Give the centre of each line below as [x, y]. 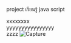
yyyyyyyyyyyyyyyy [30, 27]
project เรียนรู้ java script [35, 9]
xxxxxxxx [18, 21]
